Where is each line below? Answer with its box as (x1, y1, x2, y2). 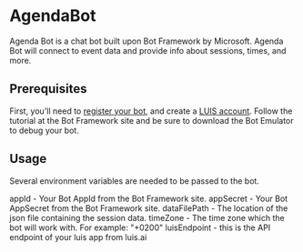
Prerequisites (9, 81, 87, 96)
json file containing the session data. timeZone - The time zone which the (9, 212, 285, 223)
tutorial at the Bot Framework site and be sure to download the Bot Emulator (9, 115, 294, 126)
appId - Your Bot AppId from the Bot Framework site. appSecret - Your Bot (9, 193, 288, 204)
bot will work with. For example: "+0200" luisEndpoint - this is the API (9, 222, 271, 233)
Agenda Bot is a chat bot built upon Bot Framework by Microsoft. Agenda (9, 35, 284, 46)
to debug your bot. (9, 125, 79, 136)
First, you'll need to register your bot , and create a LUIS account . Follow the (9, 106, 293, 116)
